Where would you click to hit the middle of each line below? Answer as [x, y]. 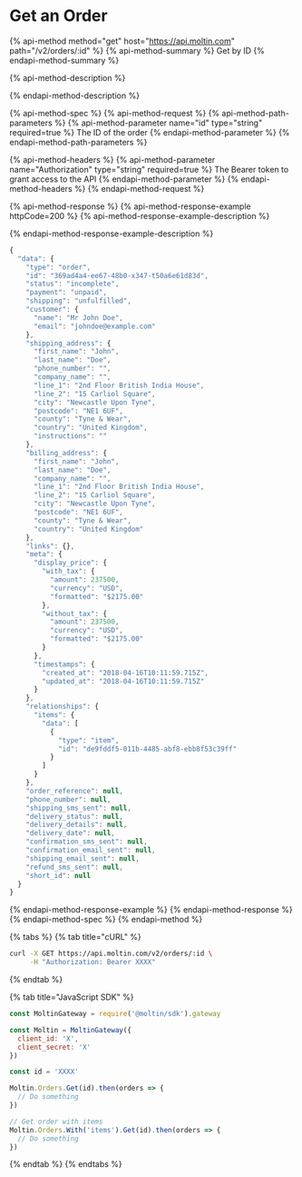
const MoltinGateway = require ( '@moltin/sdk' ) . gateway [115, 1014]
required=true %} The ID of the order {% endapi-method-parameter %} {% [150, 132]
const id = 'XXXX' [44, 1072]
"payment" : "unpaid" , [66, 293]
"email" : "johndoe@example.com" [94, 326]
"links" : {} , [50, 546]
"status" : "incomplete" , [73, 284]
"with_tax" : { [68, 572]
